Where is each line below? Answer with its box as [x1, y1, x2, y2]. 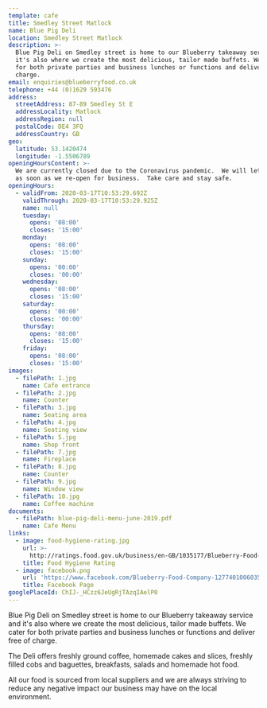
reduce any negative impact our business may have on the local [8, 683, 217, 693]
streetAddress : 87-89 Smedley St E [15, 100, 133, 108]
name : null [22, 204, 59, 212]
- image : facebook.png [15, 566, 91, 574]
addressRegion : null [15, 115, 83, 123]
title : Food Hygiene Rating [22, 558, 115, 567]
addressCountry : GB [15, 130, 80, 138]
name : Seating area [22, 411, 87, 419]
